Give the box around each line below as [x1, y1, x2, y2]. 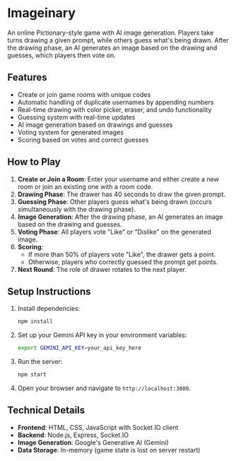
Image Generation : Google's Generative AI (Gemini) [17, 438, 169, 447]
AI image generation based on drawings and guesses [17, 120, 173, 129]
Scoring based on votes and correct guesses [17, 135, 149, 144]
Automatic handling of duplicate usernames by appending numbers [17, 98, 214, 106]
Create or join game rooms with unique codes [17, 90, 151, 98]
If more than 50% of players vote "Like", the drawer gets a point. [28, 250, 216, 258]
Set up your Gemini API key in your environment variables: [17, 331, 187, 339]
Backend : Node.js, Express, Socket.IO [17, 431, 129, 439]
